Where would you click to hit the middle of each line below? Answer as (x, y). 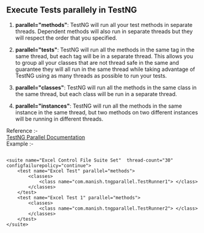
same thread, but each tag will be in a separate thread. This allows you (104, 56)
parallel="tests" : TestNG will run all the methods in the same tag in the (105, 50)
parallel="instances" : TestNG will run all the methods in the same (98, 106)
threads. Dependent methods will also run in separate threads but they (104, 31)
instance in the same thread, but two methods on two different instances (107, 112)
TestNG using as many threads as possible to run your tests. (91, 75)
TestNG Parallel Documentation (46, 137)
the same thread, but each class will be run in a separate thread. (96, 94)
